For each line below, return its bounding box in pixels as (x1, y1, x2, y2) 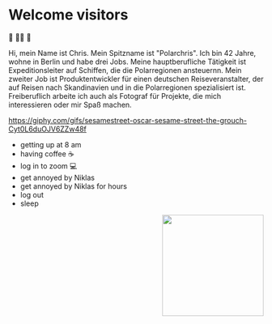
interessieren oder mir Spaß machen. (8, 100, 132, 109)
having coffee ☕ (19, 148, 74, 159)
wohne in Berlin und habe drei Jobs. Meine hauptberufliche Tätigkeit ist (8, 57, 247, 66)
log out (19, 190, 45, 199)
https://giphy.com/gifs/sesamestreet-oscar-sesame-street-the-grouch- (8, 115, 247, 125)
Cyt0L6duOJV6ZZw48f (8, 124, 87, 134)
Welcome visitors (8, 6, 129, 24)
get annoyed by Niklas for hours (19, 181, 128, 191)
